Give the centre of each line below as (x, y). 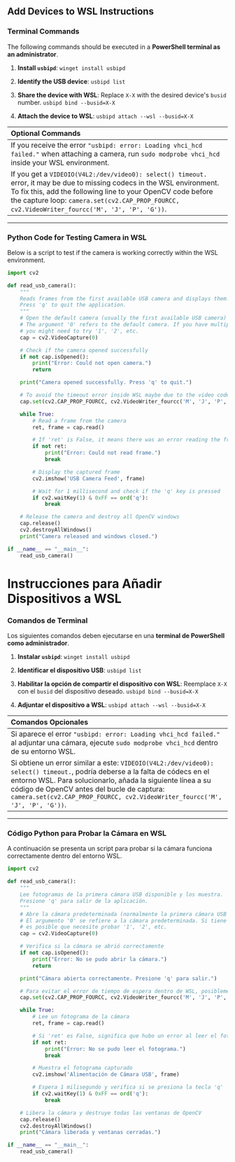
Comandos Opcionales (50, 722)
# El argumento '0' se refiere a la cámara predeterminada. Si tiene (123, 920)
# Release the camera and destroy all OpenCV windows (100, 517)
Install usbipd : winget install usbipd (71, 68)
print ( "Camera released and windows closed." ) (89, 536)
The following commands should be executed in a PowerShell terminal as (114, 47)
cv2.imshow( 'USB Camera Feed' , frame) (89, 478)
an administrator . (33, 54)
